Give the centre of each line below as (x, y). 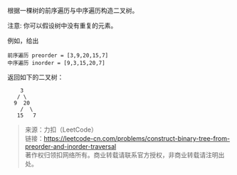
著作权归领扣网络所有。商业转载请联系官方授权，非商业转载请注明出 (125, 155)
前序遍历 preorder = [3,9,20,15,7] (58, 55)
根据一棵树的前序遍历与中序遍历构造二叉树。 (73, 10)
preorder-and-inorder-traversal (70, 147)
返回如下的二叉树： (36, 77)
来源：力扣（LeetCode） (61, 129)
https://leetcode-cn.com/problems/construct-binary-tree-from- (137, 138)
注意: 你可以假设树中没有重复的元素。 (62, 26)
